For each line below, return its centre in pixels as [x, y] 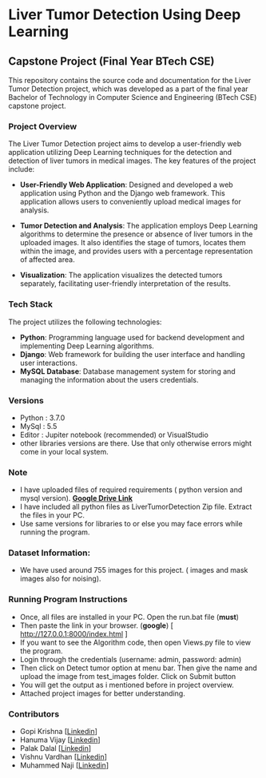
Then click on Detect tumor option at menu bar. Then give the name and [138, 668]
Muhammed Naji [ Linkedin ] [64, 765]
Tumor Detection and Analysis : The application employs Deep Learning [139, 226]
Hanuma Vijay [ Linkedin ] [60, 740]
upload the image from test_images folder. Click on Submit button [128, 676]
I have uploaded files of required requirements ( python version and [131, 490]
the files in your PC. [52, 515]
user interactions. [49, 363]
